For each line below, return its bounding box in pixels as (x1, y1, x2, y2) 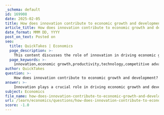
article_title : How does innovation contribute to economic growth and (5, 25, 154, 30)
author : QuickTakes (5, 67, 45, 71)
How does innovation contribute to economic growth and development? (14, 75, 159, 80)
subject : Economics (5, 89, 45, 94)
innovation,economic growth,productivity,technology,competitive (14, 62, 150, 67)
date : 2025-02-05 (5, 16, 41, 21)
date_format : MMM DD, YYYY (5, 30, 60, 35)
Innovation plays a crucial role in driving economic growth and (14, 84, 150, 90)
